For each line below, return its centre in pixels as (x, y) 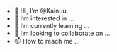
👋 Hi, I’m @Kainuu (40, 11)
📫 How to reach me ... (47, 41)
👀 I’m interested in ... (44, 18)
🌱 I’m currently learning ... (52, 26)
